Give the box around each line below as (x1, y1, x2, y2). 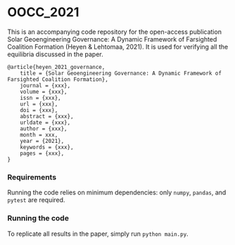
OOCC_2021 (7, 4, 80, 20)
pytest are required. (7, 196, 65, 204)
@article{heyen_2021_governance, (7, 63, 106, 70)
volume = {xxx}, (20, 88, 68, 95)
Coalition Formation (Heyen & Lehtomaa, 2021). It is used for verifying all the (7, 42, 229, 51)
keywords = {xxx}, (20, 144, 74, 151)
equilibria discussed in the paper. (7, 50, 103, 58)
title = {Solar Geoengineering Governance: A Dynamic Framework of (20, 70, 222, 77)
